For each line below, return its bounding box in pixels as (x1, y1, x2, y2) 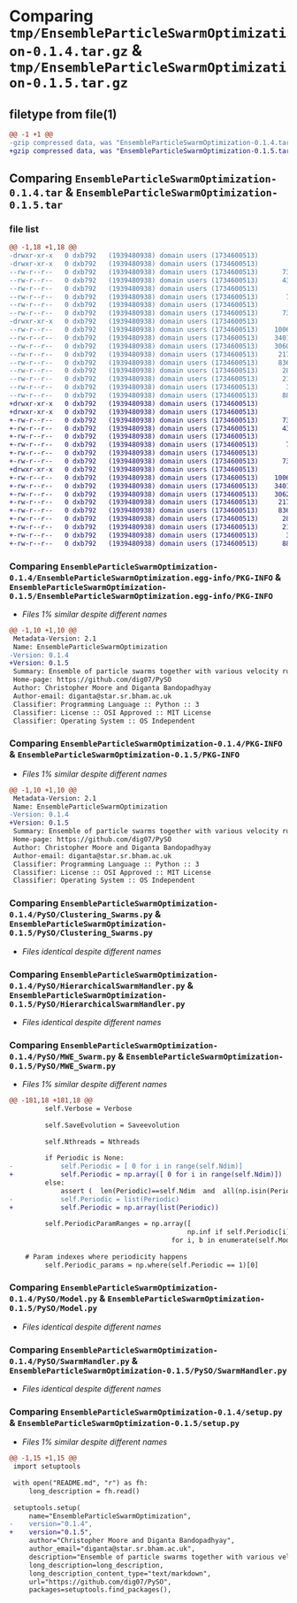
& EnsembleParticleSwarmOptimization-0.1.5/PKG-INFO (9, 748, 240, 761)
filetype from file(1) (9, 106, 118, 121)
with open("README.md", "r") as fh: (12, 1479, 148, 1488)
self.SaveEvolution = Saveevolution (44, 1121, 179, 1130)
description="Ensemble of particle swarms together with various (28, 1553, 275, 1561)
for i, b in (171, 1236, 216, 1245)
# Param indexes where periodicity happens (25, 1252, 188, 1262)
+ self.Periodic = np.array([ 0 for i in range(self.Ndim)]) (9, 1170, 283, 1179)
